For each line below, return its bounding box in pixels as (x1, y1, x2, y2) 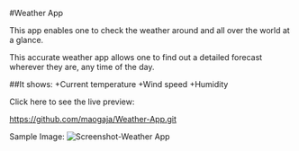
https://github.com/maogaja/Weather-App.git (9, 114, 177, 124)
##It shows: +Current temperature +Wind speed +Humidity (9, 79, 229, 89)
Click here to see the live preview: (9, 96, 135, 107)
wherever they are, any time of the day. (9, 62, 155, 72)
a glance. (9, 35, 44, 45)
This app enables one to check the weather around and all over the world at (9, 25, 290, 35)
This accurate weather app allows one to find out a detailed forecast (9, 52, 263, 62)
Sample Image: (9, 131, 65, 142)
